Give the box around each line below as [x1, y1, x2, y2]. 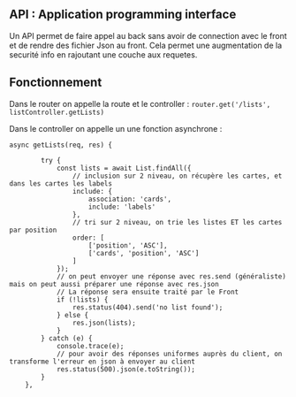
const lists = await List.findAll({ [56, 164, 192, 172]
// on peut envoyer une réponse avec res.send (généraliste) [56, 271, 287, 281]
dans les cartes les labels [9, 179, 113, 188]
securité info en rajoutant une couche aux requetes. [9, 49, 198, 60]
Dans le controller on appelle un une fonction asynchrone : [9, 123, 223, 134]
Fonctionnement [9, 75, 102, 90]
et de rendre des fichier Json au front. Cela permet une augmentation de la [9, 40, 283, 50]
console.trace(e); [56, 341, 125, 350]
